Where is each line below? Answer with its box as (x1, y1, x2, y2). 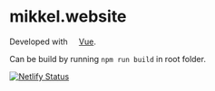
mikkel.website (9, 6, 127, 27)
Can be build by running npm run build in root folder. (9, 53, 207, 64)
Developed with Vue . (9, 36, 97, 47)
